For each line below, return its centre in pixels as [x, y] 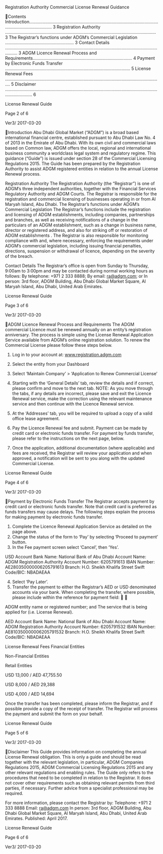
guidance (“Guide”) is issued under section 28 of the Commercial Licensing [81, 158]
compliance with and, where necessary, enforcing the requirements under [79, 241]
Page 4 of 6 [17, 482]
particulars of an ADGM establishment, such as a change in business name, [81, 225]
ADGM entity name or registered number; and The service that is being [76, 607]
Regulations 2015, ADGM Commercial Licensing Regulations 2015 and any [79, 767]
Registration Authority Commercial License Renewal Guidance [67, 7]
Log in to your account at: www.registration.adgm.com [67, 355]
